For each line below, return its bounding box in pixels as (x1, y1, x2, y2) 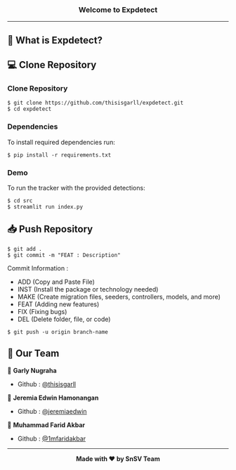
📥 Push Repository (7, 223, 93, 235)
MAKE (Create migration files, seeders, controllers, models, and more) (17, 292, 221, 301)
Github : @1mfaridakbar (17, 434, 86, 443)
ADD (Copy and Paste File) (17, 278, 95, 286)
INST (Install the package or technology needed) (17, 285, 159, 293)
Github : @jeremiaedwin (17, 407, 87, 415)
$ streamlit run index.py (7, 203, 83, 210)
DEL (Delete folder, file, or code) (17, 315, 111, 323)
